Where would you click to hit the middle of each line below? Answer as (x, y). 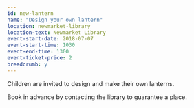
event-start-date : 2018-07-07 (51, 39)
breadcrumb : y (28, 64)
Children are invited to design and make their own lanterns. (91, 83)
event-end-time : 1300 (38, 52)
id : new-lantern (30, 13)
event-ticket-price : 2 (40, 58)
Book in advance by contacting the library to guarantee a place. (97, 97)
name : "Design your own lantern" (55, 20)
